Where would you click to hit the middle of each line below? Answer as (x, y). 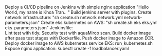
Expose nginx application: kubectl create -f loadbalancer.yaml (67, 48)
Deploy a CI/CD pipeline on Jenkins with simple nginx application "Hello (77, 7)
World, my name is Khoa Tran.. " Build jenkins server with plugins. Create (78, 12)
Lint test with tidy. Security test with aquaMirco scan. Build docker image (78, 33)
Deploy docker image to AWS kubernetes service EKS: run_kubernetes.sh (79, 43)
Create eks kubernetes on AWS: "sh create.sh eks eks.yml (99, 22)
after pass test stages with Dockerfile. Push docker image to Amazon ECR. (80, 38)
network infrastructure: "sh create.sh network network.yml (64, 17)
